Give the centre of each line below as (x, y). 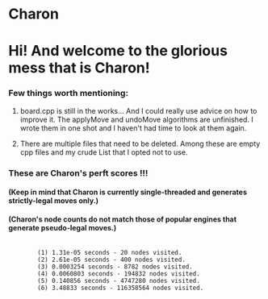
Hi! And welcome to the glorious (118, 51)
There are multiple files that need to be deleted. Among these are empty (140, 143)
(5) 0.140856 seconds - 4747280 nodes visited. (119, 281)
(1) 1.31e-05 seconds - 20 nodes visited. (110, 253)
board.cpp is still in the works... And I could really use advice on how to (138, 110)
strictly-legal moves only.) (54, 201)
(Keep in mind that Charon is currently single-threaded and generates (128, 192)
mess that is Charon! (80, 68)
